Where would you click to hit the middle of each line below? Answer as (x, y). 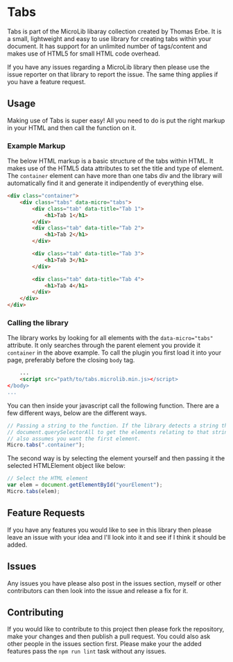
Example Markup (36, 145)
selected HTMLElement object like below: (67, 466)
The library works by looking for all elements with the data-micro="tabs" (110, 338)
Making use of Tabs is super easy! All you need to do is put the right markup (116, 120)
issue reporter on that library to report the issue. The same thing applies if (113, 74)
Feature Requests (46, 513)
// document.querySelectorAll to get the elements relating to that (108, 432)
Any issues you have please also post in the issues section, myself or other (114, 583)
